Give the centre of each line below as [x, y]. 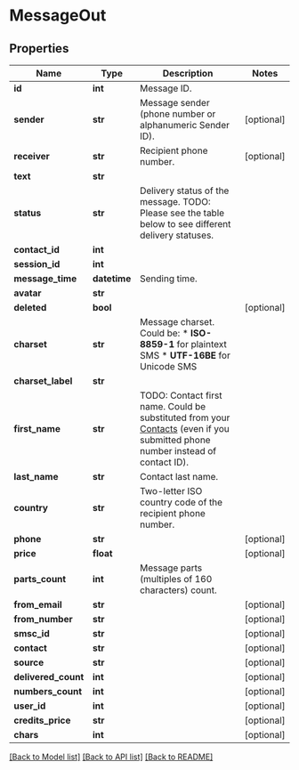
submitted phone [175, 440]
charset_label [43, 381]
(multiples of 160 [176, 579]
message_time [45, 279]
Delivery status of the [184, 190]
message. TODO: [175, 202]
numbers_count [48, 691]
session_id [37, 264]
